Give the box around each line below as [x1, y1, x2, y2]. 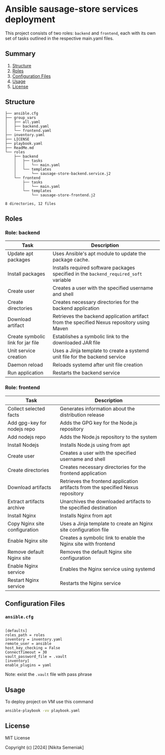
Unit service [7, 348, 36, 354]
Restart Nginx [7, 577, 39, 583]
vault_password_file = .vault [5, 654, 67, 659]
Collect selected [7, 405, 45, 412]
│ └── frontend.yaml [5, 128, 52, 133]
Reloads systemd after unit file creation [52, 361, 143, 368]
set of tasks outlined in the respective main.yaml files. [5, 35, 114, 41]
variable [52, 277, 71, 284]
